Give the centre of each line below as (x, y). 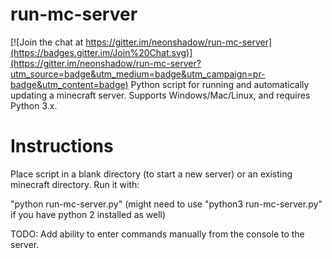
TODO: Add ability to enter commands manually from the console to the (157, 234)
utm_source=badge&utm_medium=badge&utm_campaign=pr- (138, 74)
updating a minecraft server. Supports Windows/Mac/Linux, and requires (160, 95)
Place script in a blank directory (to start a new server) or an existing (151, 174)
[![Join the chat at (47, 42)
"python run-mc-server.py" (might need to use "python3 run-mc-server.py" (166, 204)
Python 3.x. (34, 105)
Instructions (62, 146)
